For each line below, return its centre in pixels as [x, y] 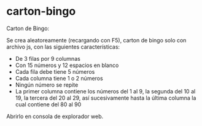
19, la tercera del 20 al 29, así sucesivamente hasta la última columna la [106, 98]
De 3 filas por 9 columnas [48, 58]
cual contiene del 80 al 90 [48, 104]
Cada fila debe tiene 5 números [55, 71]
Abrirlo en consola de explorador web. [55, 116]
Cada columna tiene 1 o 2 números [59, 78]
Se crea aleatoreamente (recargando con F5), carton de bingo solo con [96, 40]
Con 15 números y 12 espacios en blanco [67, 65]
